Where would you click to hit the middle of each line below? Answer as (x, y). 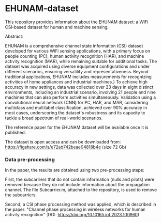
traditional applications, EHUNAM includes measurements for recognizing (78, 77)
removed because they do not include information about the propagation (77, 185)
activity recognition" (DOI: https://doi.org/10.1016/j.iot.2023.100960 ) (72, 215)
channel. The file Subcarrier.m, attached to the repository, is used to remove (81, 190)
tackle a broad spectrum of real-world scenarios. (54, 118)
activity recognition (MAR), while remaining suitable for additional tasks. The (81, 61)
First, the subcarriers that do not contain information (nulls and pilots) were (80, 179)
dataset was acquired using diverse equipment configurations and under (77, 66)
